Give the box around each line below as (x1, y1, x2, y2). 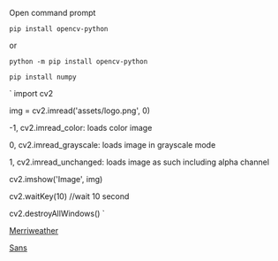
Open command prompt (9, 8, 96, 18)
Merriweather (9, 226, 59, 235)
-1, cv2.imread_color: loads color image (9, 123, 153, 133)
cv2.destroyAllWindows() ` (9, 208, 106, 219)
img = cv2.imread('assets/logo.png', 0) (9, 105, 151, 116)
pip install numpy (9, 73, 77, 81)
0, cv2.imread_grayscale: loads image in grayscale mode (9, 140, 216, 150)
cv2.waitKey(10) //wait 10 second (9, 191, 130, 202)
